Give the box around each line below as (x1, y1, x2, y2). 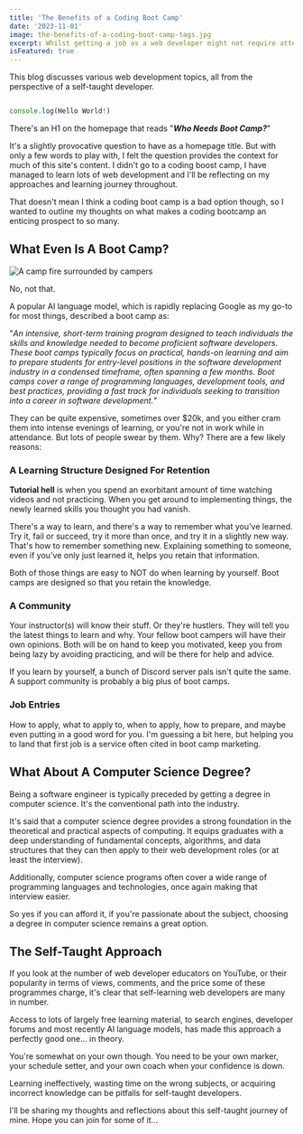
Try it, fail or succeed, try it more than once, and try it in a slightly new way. (9, 530, 289, 542)
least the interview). (9, 854, 83, 865)
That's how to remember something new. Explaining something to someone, (9, 540, 292, 551)
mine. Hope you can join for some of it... (9, 1115, 159, 1126)
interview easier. (9, 891, 70, 902)
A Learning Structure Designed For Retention (9, 464, 210, 476)
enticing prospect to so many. (9, 216, 120, 226)
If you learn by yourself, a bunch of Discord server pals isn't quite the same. (9, 666, 291, 678)
